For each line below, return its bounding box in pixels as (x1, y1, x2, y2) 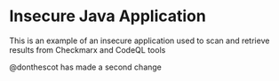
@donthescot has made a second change (9, 62, 163, 72)
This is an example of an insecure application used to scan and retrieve (9, 35, 270, 46)
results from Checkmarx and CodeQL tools (9, 44, 166, 55)
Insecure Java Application (9, 6, 206, 26)
